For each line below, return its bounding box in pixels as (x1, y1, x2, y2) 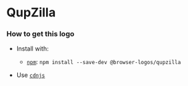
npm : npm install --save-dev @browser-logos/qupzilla (26, 58, 181, 66)
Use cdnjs (16, 71, 45, 79)
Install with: (16, 44, 49, 53)
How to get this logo (6, 29, 75, 39)
